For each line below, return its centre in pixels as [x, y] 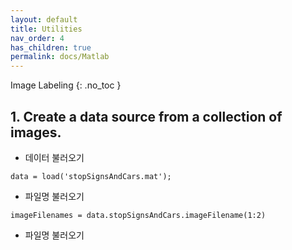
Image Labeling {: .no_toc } [66, 85]
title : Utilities [46, 29]
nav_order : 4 [37, 38]
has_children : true [51, 47]
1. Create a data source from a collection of [146, 116]
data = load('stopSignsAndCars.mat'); [91, 176]
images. [36, 132]
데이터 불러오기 [54, 157]
